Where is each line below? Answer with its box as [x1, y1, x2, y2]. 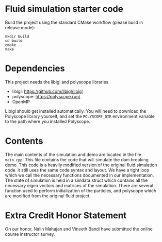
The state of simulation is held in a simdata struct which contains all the [5, 177, 148, 183]
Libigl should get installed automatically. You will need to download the [5, 108, 146, 114]
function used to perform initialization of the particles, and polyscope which [5, 188, 157, 193]
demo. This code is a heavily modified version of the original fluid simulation [5, 162, 158, 168]
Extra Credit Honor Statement [5, 210, 127, 221]
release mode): [5, 24, 35, 30]
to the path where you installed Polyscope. [5, 118, 91, 124]
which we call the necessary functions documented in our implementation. [5, 172, 154, 178]
